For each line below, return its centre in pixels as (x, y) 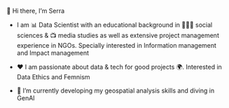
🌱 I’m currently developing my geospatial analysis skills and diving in (116, 90)
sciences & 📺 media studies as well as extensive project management (118, 35)
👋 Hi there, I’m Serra (36, 11)
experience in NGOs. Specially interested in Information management (116, 45)
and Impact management (53, 53)
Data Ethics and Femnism (53, 77)
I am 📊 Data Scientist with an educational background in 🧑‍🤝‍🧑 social (114, 25)
